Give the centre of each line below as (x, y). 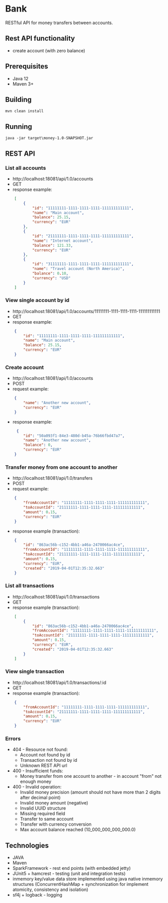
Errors (13, 739)
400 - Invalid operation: (37, 787)
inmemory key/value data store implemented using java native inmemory (88, 879)
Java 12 (20, 78)
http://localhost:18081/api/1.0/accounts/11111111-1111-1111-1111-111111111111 (86, 311)
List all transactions (30, 586)
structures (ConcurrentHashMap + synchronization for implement (80, 884)
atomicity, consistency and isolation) (50, 889)
